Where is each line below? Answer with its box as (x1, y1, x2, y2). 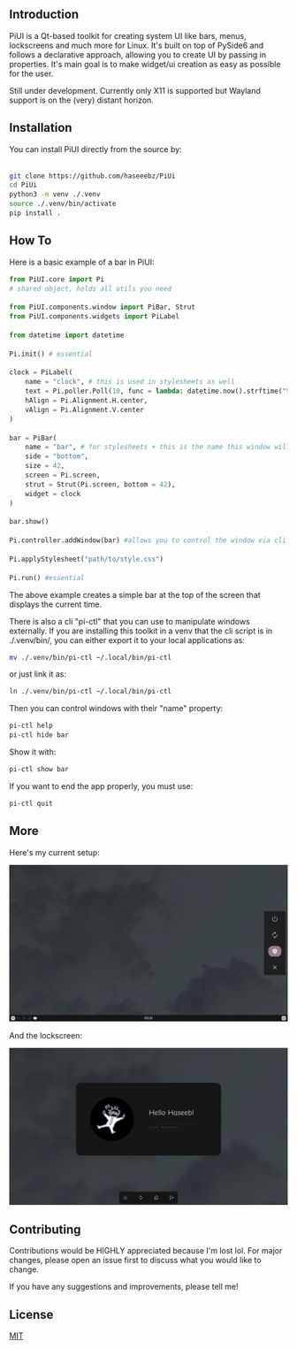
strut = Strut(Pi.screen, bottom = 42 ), (25, 479, 176, 489)
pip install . (9, 209, 62, 218)
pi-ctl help (9, 721, 53, 731)
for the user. (9, 68, 54, 79)
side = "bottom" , (25, 452, 89, 461)
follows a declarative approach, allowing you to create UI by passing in (9, 49, 267, 60)
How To (9, 234, 52, 249)
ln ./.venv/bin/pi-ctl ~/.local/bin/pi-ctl (9, 687, 172, 696)
